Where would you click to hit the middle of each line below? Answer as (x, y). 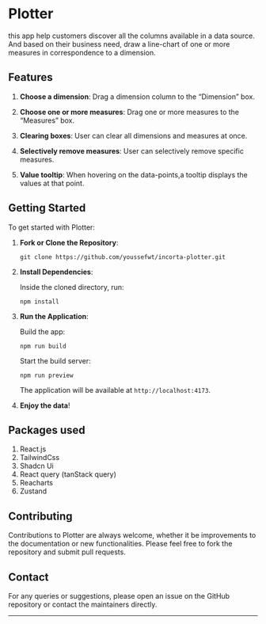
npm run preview (46, 375)
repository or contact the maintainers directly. (83, 604)
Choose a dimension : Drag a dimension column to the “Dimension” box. (137, 97)
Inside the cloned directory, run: (72, 287)
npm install (39, 302)
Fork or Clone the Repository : (69, 242)
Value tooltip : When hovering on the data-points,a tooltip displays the (133, 174)
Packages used (47, 430)
